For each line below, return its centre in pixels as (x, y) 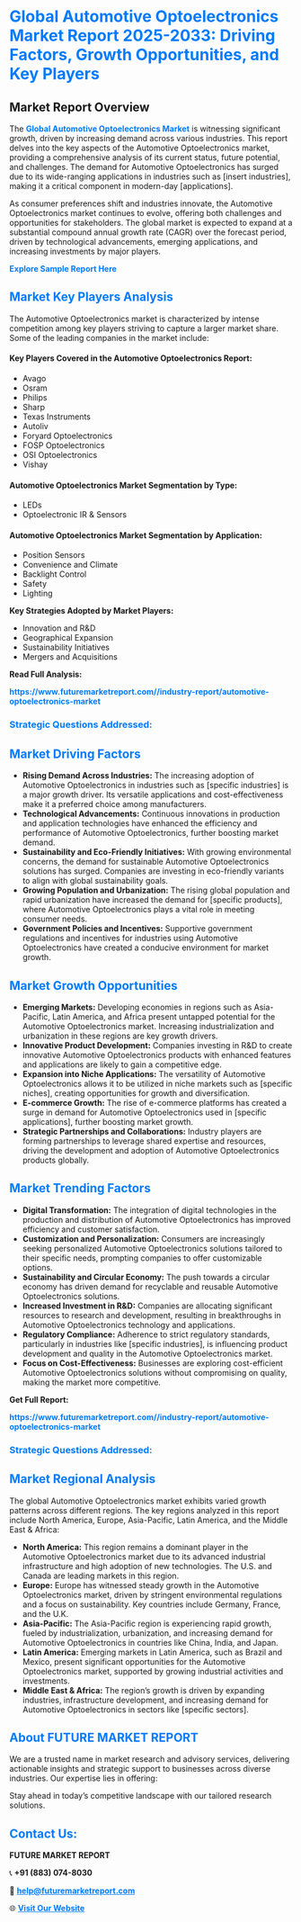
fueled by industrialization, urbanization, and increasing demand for (148, 1633)
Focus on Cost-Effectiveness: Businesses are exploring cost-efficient (152, 1363)
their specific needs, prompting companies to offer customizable (142, 1258)
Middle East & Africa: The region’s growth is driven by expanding (143, 1690)
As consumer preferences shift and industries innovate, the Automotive (141, 203)
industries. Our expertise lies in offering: (84, 1778)
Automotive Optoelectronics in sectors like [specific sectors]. (135, 1709)
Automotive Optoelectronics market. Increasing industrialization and (148, 1026)
